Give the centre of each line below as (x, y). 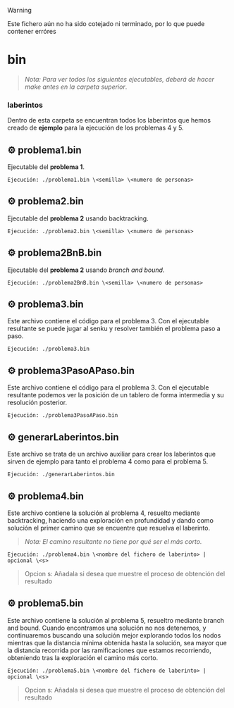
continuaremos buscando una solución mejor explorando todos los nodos (114, 635)
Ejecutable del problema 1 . (46, 167)
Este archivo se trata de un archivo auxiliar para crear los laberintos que (112, 454)
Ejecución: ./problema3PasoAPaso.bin (63, 416)
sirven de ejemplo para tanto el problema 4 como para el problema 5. (108, 461)
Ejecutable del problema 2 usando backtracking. (78, 218)
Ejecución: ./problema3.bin (49, 349)
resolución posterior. (37, 403)
